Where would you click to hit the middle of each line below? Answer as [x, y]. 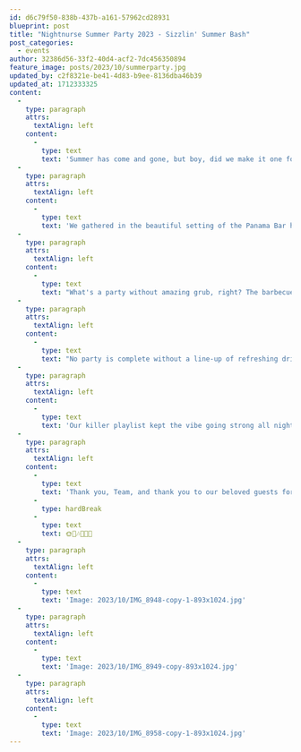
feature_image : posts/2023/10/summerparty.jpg [98, 68]
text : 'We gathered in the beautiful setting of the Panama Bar [164, 226]
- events [34, 51]
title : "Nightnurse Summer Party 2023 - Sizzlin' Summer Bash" [130, 34]
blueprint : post [39, 26]
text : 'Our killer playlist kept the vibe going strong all [156, 425]
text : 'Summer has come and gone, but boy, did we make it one [162, 159]
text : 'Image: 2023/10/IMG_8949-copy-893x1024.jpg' [140, 667]
